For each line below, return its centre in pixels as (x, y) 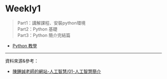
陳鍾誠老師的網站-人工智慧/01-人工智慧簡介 (57, 71)
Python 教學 (25, 45)
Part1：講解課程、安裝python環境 (51, 23)
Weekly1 (23, 9)
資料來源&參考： (22, 61)
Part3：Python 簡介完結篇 (44, 35)
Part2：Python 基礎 (37, 29)
